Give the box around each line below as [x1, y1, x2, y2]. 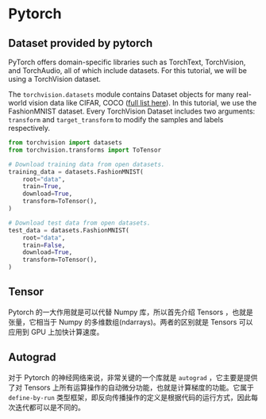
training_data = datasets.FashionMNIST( [8, 167, 145, 175]
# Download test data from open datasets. [8, 219, 151, 227]
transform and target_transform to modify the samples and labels [8, 115, 224, 124]
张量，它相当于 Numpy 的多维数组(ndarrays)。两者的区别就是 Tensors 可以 [8, 317, 253, 326]
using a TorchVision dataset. [8, 75, 102, 83]
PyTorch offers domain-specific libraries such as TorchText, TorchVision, [8, 57, 246, 67]
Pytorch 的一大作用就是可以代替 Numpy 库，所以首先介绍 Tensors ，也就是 [8, 307, 253, 317]
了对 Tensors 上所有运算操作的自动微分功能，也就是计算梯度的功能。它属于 [8, 382, 254, 392]
